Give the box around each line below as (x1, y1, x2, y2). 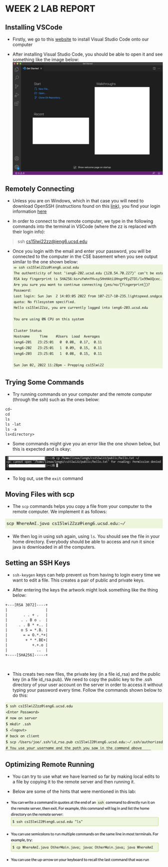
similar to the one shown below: (12, 259, 78, 265)
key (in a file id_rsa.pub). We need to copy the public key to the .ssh (12, 677, 152, 683)
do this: (12, 692, 28, 699)
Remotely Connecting (5, 185, 74, 193)
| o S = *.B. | (5, 628, 48, 633)
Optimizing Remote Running (5, 760, 94, 769)
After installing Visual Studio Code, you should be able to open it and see (12, 51, 163, 57)
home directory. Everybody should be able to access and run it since (12, 539, 154, 545)
